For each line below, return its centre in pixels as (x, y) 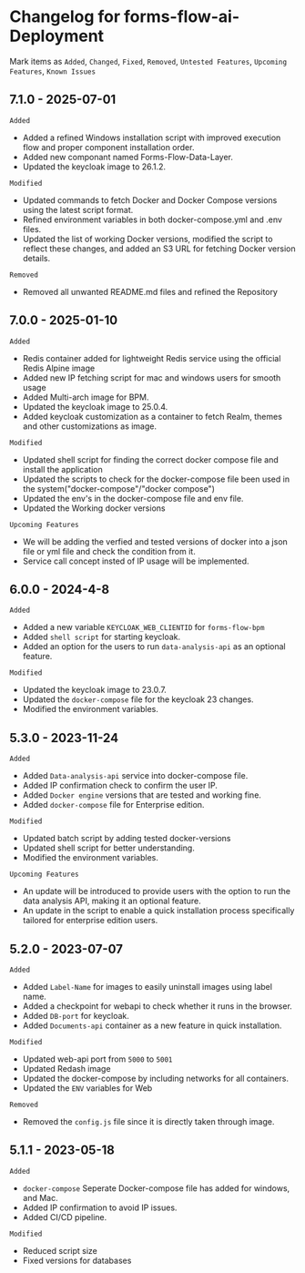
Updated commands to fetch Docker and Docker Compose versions (150, 200)
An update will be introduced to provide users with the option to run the (157, 891)
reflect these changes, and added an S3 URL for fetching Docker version (159, 249)
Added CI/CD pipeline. (65, 1217)
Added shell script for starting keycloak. (102, 637)
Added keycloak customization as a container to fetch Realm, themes (152, 416)
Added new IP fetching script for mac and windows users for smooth (152, 377)
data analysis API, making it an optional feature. (112, 901)
